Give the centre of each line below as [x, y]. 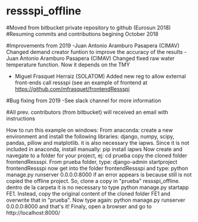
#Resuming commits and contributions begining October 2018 [82, 34]
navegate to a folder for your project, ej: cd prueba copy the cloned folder [97, 155]
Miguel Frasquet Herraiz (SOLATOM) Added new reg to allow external [100, 76]
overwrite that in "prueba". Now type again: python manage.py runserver [96, 200]
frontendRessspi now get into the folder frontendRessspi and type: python [97, 168]
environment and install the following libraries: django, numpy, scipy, [90, 136]
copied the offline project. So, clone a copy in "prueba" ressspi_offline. [93, 181]
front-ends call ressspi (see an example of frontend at [81, 83]
